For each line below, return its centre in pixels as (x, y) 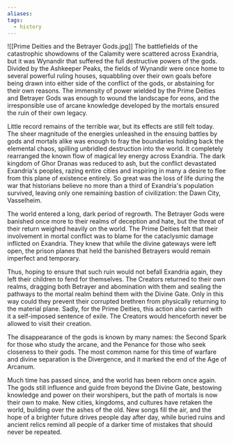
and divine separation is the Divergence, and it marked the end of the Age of (117, 359)
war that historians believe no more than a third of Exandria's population (111, 186)
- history (28, 26)
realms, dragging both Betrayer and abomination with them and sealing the (115, 287)
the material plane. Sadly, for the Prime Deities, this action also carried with (115, 309)
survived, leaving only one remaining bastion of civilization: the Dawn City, (114, 193)
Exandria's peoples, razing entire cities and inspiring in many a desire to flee (117, 171)
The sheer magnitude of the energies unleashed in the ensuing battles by (112, 134)
